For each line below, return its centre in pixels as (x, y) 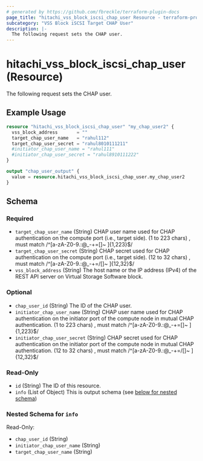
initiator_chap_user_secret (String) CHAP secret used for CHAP (96, 337)
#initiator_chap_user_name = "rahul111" (63, 149)
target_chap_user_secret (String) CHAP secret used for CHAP (92, 251)
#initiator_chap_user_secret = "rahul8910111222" (75, 155)
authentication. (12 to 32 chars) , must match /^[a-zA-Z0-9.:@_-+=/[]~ (102, 350)
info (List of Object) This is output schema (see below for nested (96, 392)
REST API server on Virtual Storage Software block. (79, 277)
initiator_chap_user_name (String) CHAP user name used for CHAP (99, 312)
